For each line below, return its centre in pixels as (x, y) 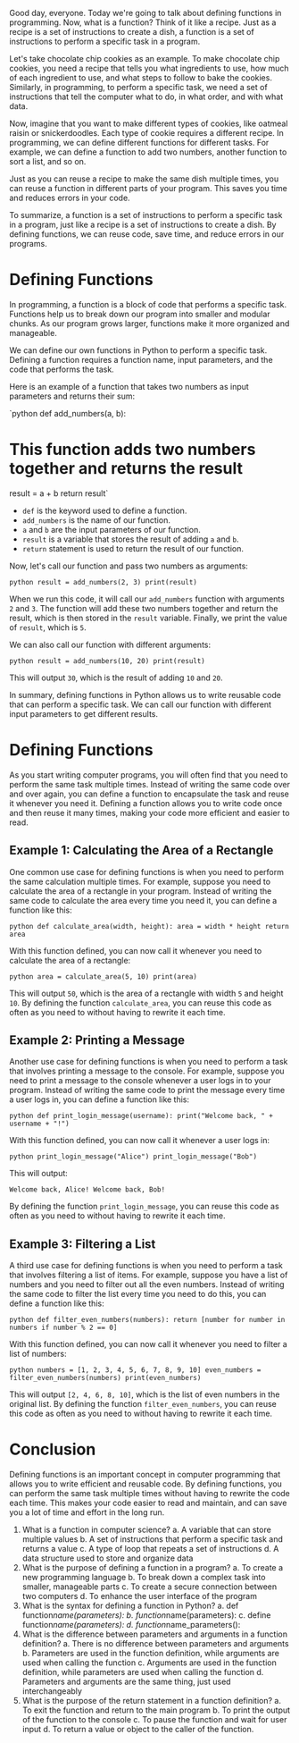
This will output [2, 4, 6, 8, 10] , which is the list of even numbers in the (145, 1394)
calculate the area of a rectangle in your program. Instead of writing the (141, 891)
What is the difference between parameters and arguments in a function (155, 1634)
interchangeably (52, 1691)
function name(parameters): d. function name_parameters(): (131, 1625)
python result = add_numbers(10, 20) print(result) (107, 661)
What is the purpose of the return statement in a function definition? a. (151, 1701)
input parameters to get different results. (84, 713)
